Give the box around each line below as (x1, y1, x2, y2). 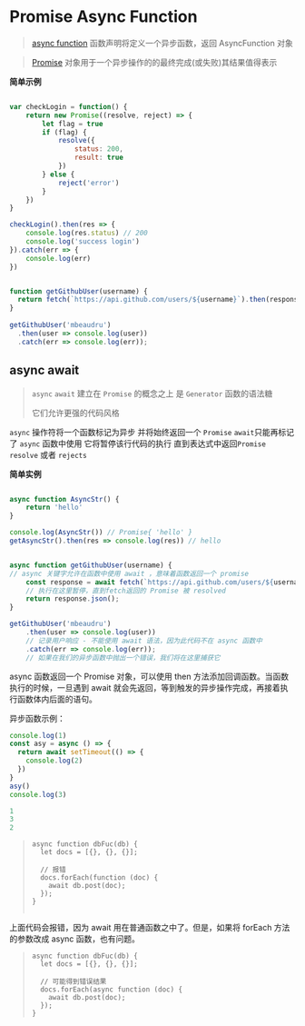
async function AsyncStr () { (9, 494, 120, 503)
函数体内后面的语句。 (16, 693, 97, 704)
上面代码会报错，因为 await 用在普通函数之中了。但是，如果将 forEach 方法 (9, 922, 290, 933)
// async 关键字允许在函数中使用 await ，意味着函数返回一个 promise (9, 569, 250, 578)
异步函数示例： (9, 712, 65, 723)
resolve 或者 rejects (9, 449, 88, 460)
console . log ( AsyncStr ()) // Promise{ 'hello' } (9, 528, 193, 537)
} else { (42, 170, 75, 179)
